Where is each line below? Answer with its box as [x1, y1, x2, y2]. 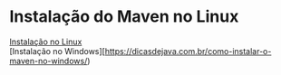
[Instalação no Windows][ [9, 45, 106, 56]
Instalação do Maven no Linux [9, 6, 239, 27]
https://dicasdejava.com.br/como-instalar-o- [104, 45, 272, 56]
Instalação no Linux [9, 36, 82, 47]
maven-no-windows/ [9, 55, 88, 66]
